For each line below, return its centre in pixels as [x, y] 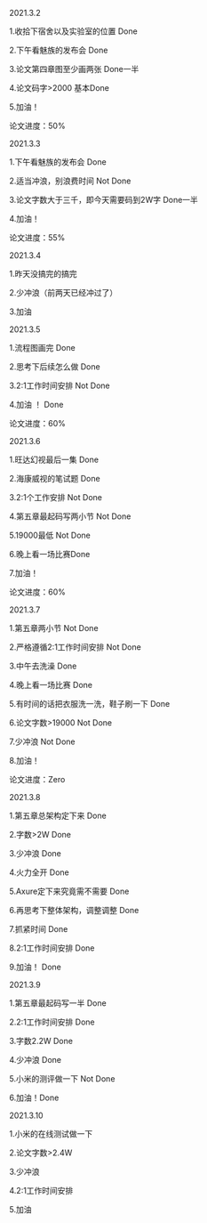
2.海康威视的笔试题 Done [55, 478]
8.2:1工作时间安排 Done [52, 948]
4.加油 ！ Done [36, 405]
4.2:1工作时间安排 [41, 1191]
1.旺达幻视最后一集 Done [54, 459]
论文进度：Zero [37, 779]
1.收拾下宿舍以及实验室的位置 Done [73, 31]
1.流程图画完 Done [42, 348]
